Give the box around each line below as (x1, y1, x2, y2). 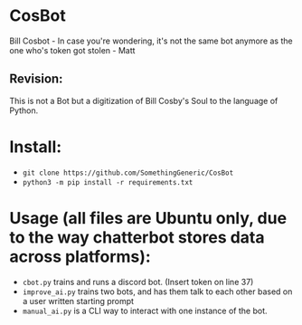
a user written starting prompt (22, 295, 134, 306)
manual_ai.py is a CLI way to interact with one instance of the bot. (22, 305, 268, 316)
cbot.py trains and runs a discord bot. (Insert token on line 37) (22, 276, 254, 287)
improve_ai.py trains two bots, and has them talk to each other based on (22, 286, 293, 297)
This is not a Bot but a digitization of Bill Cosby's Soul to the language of (9, 95, 278, 106)
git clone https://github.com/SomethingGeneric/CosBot (22, 168, 234, 177)
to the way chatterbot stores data (9, 227, 265, 247)
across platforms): (9, 246, 151, 267)
